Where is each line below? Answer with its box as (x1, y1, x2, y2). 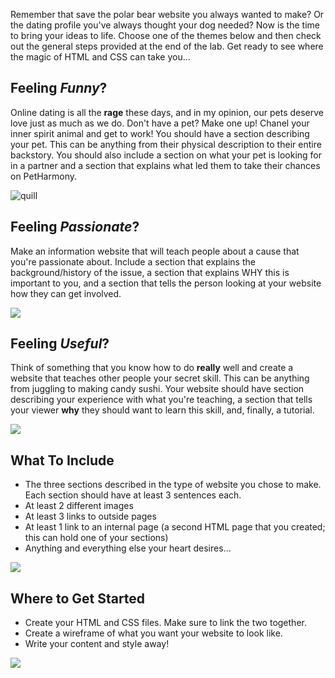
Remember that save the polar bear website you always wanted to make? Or (10, 9, 325, 20)
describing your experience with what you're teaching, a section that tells (10, 394, 313, 406)
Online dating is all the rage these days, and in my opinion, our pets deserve (10, 106, 325, 118)
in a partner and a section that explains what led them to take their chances (10, 159, 321, 171)
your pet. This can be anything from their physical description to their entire (10, 138, 322, 150)
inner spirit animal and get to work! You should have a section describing (10, 127, 310, 139)
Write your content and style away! (24, 638, 170, 650)
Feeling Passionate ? (10, 219, 140, 236)
